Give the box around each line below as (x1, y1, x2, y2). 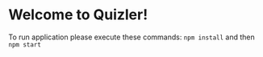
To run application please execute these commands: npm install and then (8, 32, 256, 42)
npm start (8, 40, 42, 49)
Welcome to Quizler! (8, 6, 148, 24)
